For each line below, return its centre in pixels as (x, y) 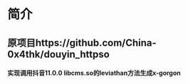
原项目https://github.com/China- (82, 43)
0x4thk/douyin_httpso (59, 54)
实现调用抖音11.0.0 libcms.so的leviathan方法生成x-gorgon (94, 73)
